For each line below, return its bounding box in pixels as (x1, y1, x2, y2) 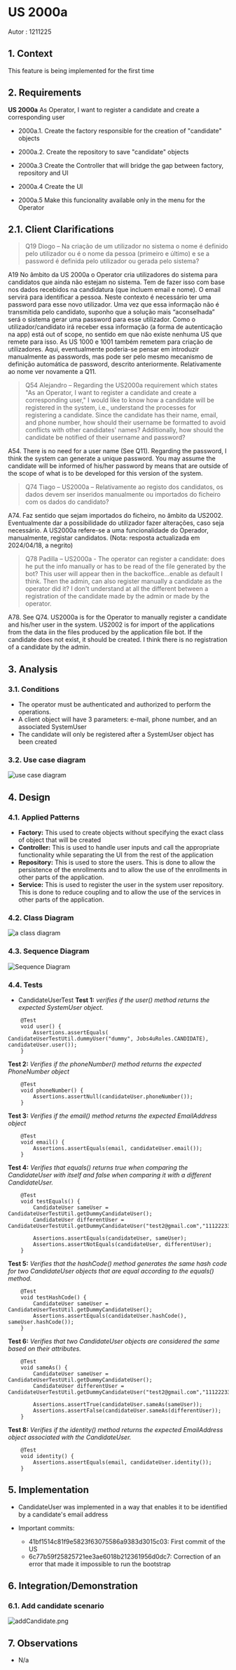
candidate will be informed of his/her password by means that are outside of (8, 462, 228, 470)
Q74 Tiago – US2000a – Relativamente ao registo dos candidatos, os (25, 483, 223, 491)
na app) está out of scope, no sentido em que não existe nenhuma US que (8, 330, 223, 339)
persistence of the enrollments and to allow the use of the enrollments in (18, 866, 228, 874)
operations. (18, 708, 52, 716)
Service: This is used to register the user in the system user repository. (18, 881, 224, 889)
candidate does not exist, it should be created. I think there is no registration (8, 636, 228, 644)
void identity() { (20, 1452, 74, 1459)
